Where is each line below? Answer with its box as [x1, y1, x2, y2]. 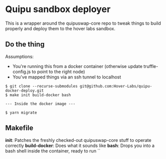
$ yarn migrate [5, 110, 37, 115]
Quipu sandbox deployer [5, 4, 111, 15]
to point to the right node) [32, 68, 85, 74]
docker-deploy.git [5, 88, 44, 93]
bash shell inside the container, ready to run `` [5, 147, 101, 154]
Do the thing [5, 40, 45, 49]
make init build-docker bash [10, 92, 71, 98]
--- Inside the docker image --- [5, 101, 76, 106]
